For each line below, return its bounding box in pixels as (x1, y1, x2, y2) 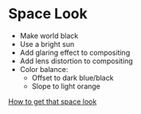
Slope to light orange (31, 81, 101, 91)
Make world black (19, 31, 79, 40)
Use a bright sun (19, 39, 75, 48)
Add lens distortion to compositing (19, 56, 133, 66)
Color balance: (19, 64, 69, 74)
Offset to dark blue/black (31, 73, 114, 82)
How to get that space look (8, 97, 97, 106)
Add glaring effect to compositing (19, 47, 131, 57)
